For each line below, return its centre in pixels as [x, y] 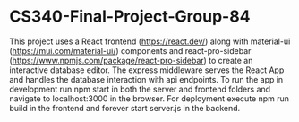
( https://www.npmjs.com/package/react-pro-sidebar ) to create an [131, 60]
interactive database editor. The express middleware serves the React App [147, 70]
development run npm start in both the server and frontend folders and [140, 89]
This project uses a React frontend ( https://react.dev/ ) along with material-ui [150, 41]
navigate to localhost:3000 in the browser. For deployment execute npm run [149, 98]
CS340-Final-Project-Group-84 [130, 17]
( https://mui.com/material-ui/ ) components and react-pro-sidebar [130, 50]
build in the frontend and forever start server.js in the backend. [125, 108]
